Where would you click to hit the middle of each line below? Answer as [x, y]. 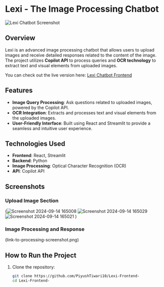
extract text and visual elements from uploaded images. [61, 65]
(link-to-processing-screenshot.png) [42, 240]
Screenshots [25, 187]
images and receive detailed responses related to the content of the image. [81, 55]
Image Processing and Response [45, 229]
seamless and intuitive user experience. [52, 128]
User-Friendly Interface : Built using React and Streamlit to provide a [81, 123]
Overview [20, 38]
